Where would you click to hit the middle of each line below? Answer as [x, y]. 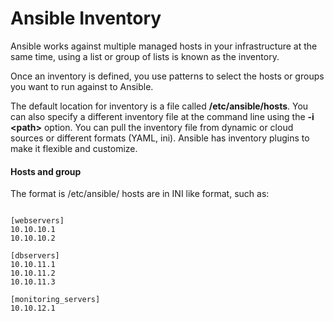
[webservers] [37, 221]
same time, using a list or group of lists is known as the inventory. [145, 56]
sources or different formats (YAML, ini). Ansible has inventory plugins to [160, 138]
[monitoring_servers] [55, 300]
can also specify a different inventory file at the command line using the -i [162, 116]
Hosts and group [46, 171]
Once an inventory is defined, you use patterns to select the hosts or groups [167, 76]
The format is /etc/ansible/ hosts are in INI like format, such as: [140, 194]
